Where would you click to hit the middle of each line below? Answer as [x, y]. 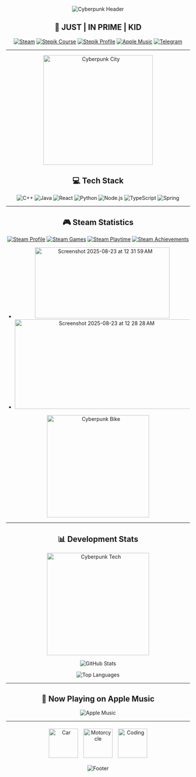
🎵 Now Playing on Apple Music [98, 699]
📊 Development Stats [98, 539]
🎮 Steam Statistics [98, 222]
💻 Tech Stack [98, 181]
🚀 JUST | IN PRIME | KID [98, 27]
